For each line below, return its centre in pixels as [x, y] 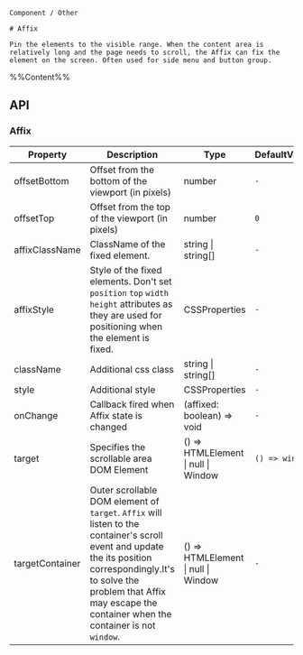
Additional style [123, 390]
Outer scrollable [124, 490]
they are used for [126, 315]
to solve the [115, 580]
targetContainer [47, 563]
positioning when [126, 327]
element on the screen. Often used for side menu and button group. [141, 60]
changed [109, 427]
